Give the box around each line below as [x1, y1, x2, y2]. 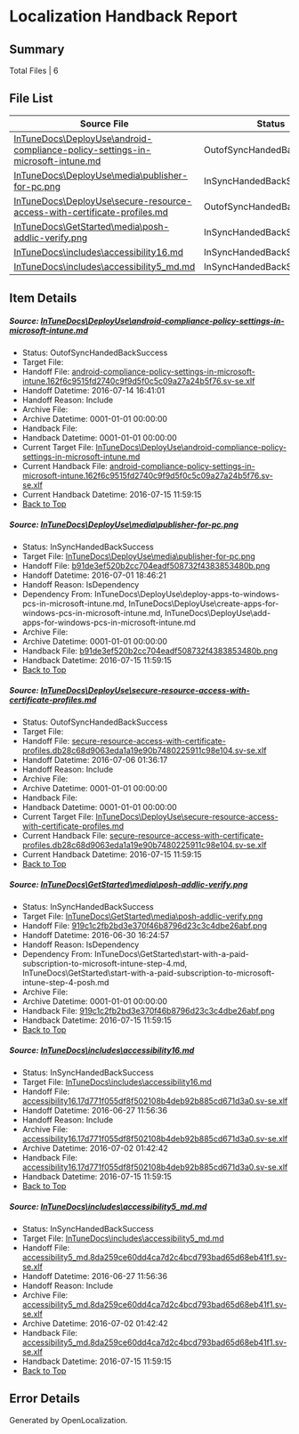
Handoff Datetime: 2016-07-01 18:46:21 [21, 570, 166, 580]
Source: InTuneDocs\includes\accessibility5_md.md [9, 1201, 207, 1211]
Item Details [9, 291, 77, 306]
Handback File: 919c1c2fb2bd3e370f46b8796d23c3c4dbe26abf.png [21, 1006, 276, 1017]
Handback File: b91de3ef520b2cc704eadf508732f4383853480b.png [21, 645, 279, 656]
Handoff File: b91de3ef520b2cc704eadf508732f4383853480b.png [21, 561, 271, 571]
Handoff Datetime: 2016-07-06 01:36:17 [21, 755, 168, 766]
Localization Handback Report [9, 6, 238, 27]
